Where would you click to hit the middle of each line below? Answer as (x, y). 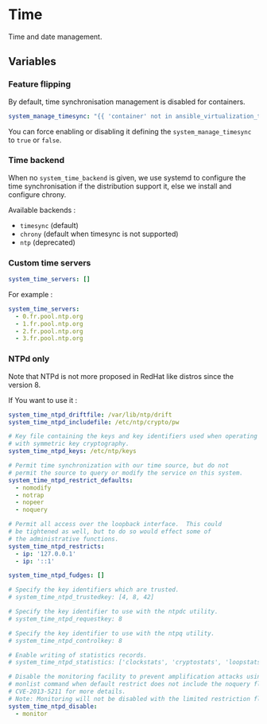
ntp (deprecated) (47, 242)
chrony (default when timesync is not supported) (99, 234)
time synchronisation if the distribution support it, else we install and (120, 186)
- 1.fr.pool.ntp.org (49, 323)
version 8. (25, 385)
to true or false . (35, 140)
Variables (33, 62)
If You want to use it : (43, 400)
